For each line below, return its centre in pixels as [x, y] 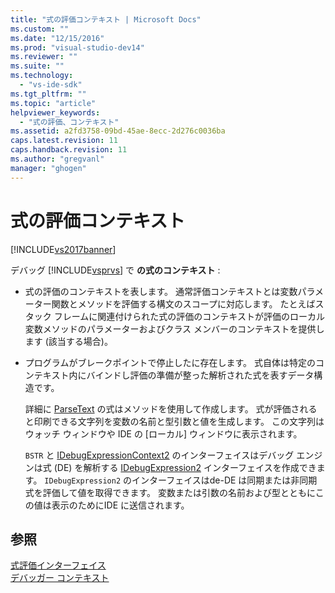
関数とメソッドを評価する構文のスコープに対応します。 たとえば [183, 303]
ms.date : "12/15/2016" [57, 38]
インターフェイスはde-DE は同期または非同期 [224, 480]
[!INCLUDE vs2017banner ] [63, 249]
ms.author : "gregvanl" [57, 159]
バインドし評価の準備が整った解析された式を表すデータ [200, 375]
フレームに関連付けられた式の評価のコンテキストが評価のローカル [189, 316]
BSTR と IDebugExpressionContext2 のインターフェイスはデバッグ [159, 455]
